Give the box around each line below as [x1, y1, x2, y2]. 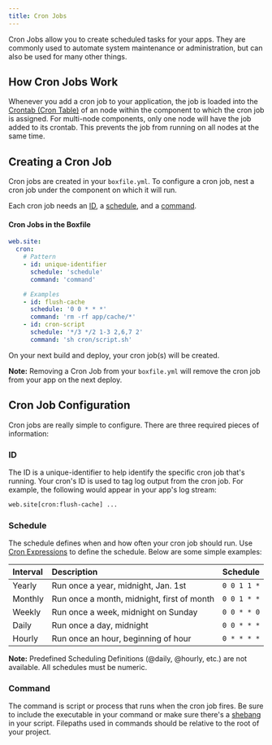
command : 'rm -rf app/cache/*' [29, 313, 136, 322]
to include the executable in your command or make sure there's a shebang [8, 710, 261, 720]
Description [51, 567, 98, 578]
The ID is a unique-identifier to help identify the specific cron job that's [8, 467, 245, 477]
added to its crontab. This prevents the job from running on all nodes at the [8, 123, 260, 133]
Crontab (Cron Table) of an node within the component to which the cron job [8, 105, 265, 115]
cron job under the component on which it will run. [8, 185, 177, 195]
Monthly [12, 594, 45, 605]
